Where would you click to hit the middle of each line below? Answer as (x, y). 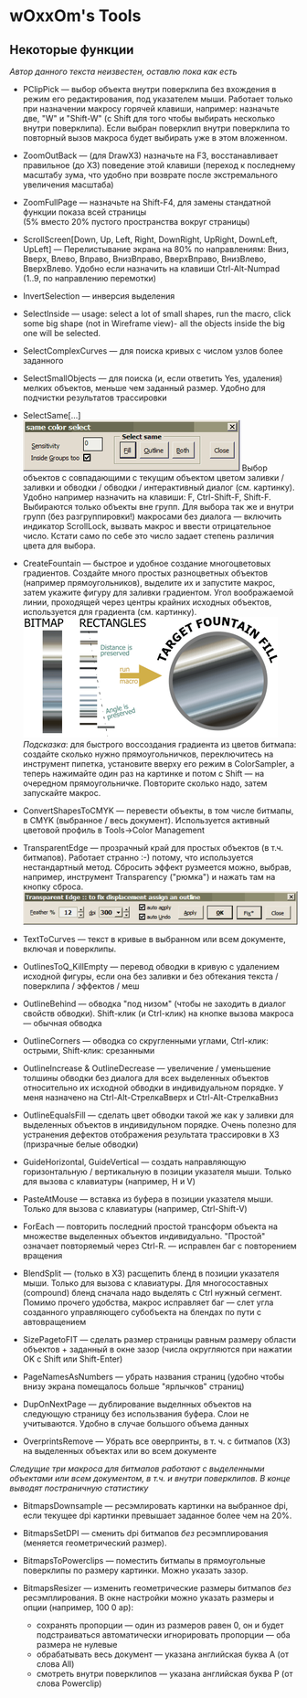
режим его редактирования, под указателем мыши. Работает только (158, 99)
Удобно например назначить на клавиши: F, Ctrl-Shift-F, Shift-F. (147, 497)
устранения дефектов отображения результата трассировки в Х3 (151, 1135)
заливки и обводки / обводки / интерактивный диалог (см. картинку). (159, 487)
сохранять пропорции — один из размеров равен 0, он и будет (160, 1625)
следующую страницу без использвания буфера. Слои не (136, 1414)
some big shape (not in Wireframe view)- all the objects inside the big (154, 324)
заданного (43, 361)
